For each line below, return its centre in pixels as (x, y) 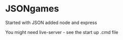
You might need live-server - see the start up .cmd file (62, 32)
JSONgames (32, 9)
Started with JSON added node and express (51, 22)
